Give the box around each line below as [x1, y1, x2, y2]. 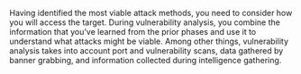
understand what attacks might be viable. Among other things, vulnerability [9, 36, 289, 46]
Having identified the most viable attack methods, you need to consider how [9, 8, 293, 18]
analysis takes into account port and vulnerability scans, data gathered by [9, 45, 284, 56]
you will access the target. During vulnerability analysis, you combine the [9, 17, 281, 28]
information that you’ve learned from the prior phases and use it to [9, 27, 257, 37]
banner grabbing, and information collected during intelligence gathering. [9, 55, 282, 65]
